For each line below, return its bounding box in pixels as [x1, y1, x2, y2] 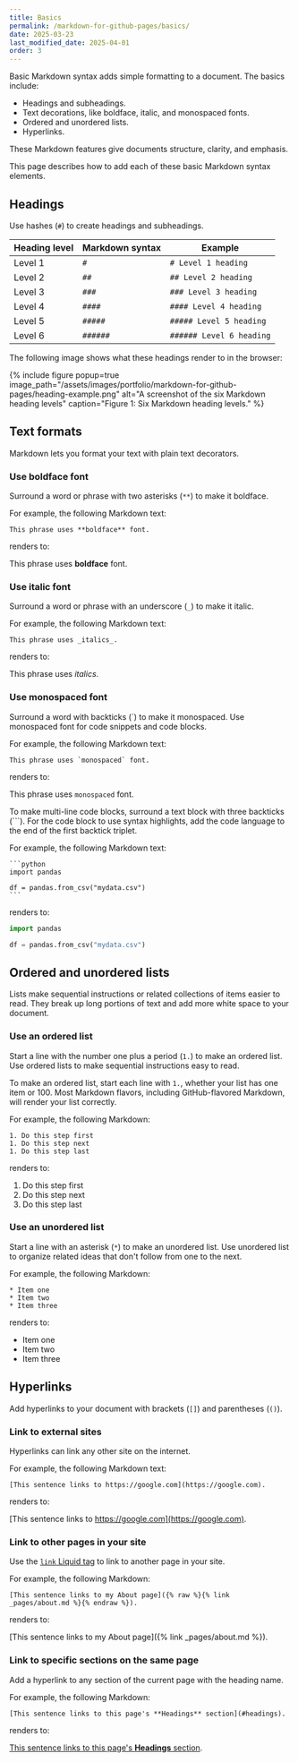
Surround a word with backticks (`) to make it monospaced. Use [9, 711, 244, 722]
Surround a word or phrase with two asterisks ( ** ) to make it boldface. [9, 491, 268, 501]
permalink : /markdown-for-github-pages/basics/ [9, 21, 191, 30]
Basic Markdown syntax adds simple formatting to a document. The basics [9, 71, 285, 81]
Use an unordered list [9, 1221, 105, 1234]
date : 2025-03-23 [9, 30, 74, 38]
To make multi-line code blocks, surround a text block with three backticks [9, 806, 285, 817]
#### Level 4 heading [169, 301, 262, 312]
